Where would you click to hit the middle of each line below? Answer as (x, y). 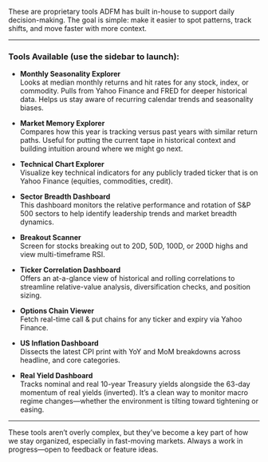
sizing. (31, 295)
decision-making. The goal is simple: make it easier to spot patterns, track (130, 20)
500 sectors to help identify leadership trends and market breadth (128, 214)
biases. (32, 108)
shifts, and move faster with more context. (78, 28)
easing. (32, 409)
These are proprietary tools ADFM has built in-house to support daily (122, 12)
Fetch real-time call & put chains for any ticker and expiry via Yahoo (131, 319)
